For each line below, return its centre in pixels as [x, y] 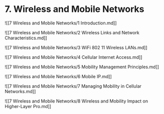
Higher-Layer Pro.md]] [28, 106]
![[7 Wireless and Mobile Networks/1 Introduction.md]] [61, 23]
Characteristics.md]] [26, 38]
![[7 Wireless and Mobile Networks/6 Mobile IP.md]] [58, 76]
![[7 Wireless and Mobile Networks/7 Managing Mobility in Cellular [73, 86]
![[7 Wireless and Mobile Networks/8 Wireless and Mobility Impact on [76, 101]
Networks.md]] [20, 91]
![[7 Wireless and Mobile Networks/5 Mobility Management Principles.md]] [82, 67]
